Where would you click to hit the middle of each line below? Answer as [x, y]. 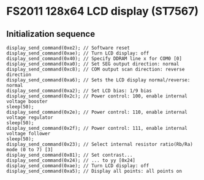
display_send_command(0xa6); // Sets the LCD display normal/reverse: [98, 80]
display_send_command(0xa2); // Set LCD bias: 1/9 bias [79, 91]
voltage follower [28, 133]
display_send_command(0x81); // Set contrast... [70, 155]
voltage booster [27, 102]
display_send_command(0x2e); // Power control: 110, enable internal [97, 112]
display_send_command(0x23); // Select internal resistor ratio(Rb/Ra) [100, 144]
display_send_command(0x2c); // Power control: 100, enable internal [97, 96]
